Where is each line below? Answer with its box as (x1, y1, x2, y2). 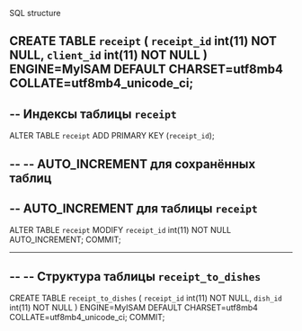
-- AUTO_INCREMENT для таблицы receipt (9, 201, 258, 216)
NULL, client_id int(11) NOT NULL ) (9, 48, 209, 63)
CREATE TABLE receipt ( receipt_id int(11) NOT (9, 33, 277, 49)
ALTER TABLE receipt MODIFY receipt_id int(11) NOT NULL (9, 225, 232, 236)
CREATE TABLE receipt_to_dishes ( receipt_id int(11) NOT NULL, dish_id (9, 292, 283, 304)
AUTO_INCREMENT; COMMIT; (9, 234, 121, 246)
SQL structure (9, 8, 61, 18)
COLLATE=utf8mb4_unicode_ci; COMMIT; (9, 312, 165, 323)
